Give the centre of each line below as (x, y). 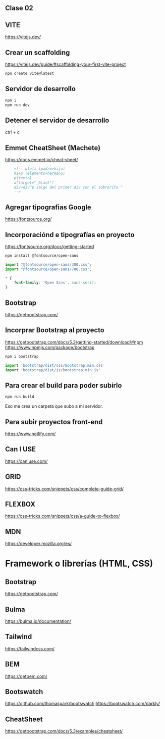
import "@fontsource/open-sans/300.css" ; (49, 264)
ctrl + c (12, 132)
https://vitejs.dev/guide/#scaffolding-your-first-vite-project (66, 64)
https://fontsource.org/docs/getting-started (50, 246)
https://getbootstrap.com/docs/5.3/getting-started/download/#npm (74, 342)
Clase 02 (19, 8)
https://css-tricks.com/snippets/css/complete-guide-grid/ (64, 489)
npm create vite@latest (30, 74)
